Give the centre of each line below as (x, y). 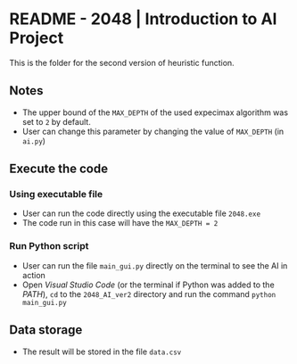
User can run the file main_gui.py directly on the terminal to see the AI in (155, 265)
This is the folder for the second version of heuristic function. (122, 62)
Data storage (46, 330)
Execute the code (59, 169)
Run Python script (49, 246)
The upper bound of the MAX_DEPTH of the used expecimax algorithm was (155, 112)
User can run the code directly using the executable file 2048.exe (141, 213)
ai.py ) (34, 141)
